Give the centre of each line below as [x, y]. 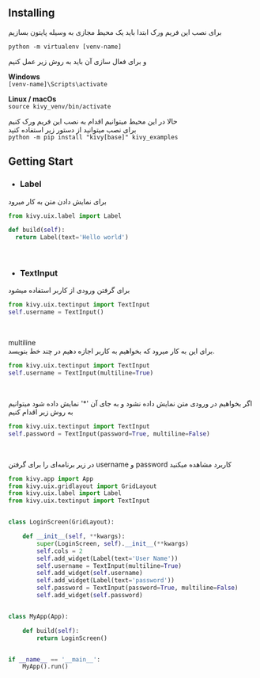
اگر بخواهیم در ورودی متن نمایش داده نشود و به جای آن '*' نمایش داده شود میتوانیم [130, 403]
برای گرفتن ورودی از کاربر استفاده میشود [69, 290]
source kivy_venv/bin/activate [60, 106]
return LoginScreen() [72, 638]
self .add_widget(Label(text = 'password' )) [106, 581]
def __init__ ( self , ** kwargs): [74, 537]
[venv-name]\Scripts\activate [58, 84]
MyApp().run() [45, 667]
